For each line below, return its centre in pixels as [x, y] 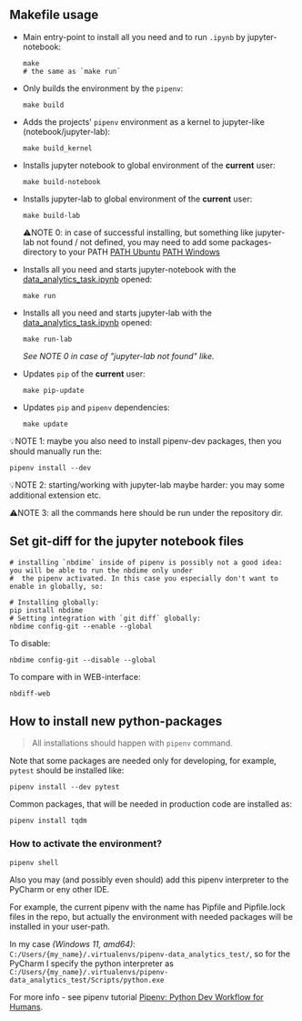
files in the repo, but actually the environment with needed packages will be [151, 916]
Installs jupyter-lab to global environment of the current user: [137, 199]
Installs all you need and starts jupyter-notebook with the [129, 269]
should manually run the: [56, 451]
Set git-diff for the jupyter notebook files [126, 541]
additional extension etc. [55, 495]
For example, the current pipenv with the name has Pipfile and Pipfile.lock [148, 907]
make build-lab [51, 215]
